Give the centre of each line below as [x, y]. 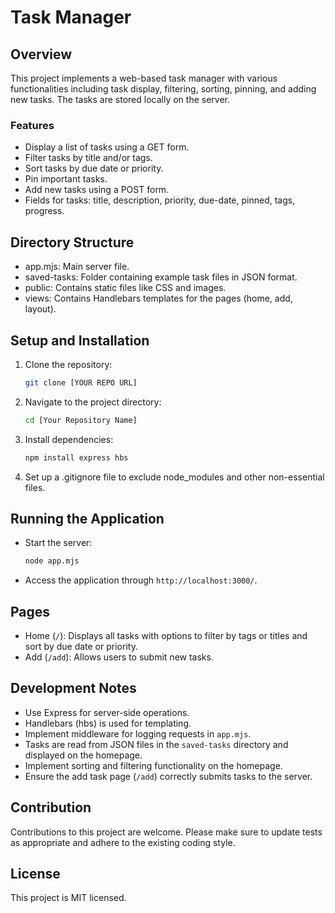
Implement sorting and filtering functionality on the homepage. [153, 765]
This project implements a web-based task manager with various [144, 78]
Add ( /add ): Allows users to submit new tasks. [119, 657]
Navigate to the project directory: [93, 402]
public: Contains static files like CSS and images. [125, 288]
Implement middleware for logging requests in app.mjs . [138, 733]
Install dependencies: [69, 439]
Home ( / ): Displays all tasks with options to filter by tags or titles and [166, 636]
